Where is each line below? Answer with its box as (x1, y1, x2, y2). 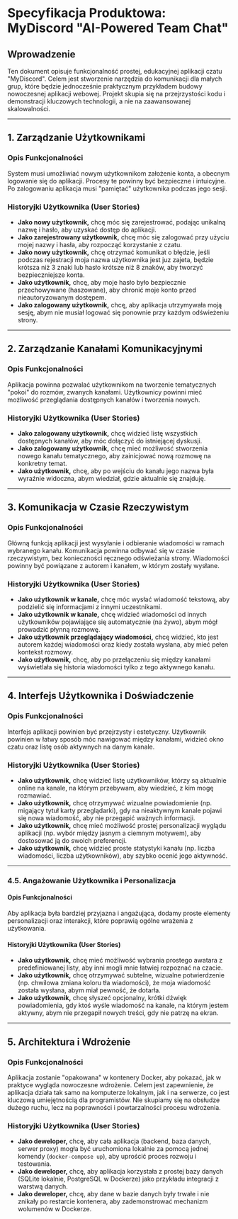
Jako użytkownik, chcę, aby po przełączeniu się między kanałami (17, 655, 211, 664)
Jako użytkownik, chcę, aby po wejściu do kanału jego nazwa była (17, 466, 215, 475)
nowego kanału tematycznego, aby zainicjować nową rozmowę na (17, 451, 211, 460)
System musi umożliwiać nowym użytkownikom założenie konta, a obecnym (7, 169, 230, 178)
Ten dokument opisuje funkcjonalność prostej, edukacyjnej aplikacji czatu (7, 67, 222, 75)
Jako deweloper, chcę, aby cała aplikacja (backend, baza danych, (17, 1137, 211, 1145)
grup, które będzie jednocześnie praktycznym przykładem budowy (7, 82, 203, 90)
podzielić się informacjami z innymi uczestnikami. (17, 602, 162, 611)
